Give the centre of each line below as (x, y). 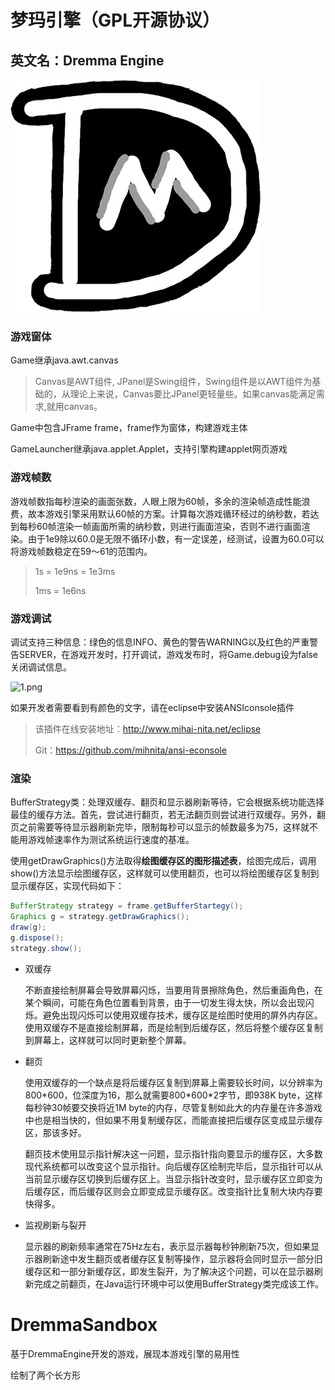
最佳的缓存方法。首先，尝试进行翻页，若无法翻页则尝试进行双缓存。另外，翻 (168, 815)
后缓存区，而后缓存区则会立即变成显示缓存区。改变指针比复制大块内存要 (173, 1191)
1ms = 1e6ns (60, 590)
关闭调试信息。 (41, 667)
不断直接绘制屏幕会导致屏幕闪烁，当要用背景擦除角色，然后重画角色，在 (173, 990)
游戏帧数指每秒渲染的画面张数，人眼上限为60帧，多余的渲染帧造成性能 (156, 501)
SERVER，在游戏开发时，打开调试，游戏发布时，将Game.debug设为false (168, 654)
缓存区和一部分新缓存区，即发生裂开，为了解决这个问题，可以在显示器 (169, 1271)
